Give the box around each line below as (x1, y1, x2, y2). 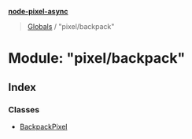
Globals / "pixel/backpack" (27, 22, 115, 31)
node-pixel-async (8, 7, 68, 16)
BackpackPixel (19, 122, 68, 131)
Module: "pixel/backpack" (8, 49, 186, 68)
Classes (8, 104, 40, 115)
